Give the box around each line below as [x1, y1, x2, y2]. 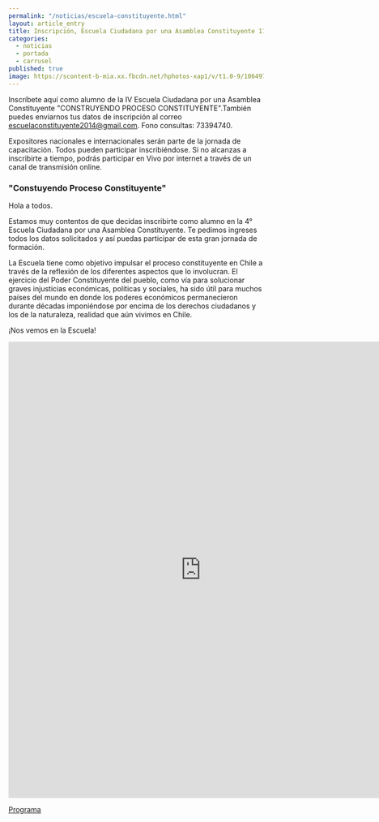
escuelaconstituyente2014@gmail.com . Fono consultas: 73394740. [8, 120, 233, 130]
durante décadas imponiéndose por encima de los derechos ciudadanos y [8, 301, 257, 311]
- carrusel [15, 58, 53, 66]
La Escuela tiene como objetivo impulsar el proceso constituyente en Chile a [8, 257, 263, 268]
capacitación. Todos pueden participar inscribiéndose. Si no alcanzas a [8, 144, 247, 154]
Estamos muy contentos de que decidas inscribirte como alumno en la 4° [8, 216, 253, 226]
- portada [15, 49, 49, 58]
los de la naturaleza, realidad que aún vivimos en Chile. [8, 309, 193, 319]
